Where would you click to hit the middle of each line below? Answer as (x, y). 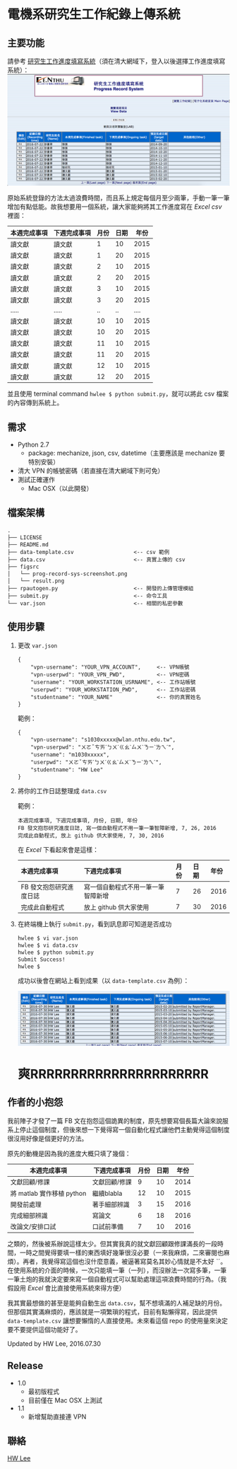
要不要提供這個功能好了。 (44, 1329)
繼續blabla (107, 1193)
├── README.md (28, 545)
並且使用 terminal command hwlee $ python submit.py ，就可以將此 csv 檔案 (118, 394)
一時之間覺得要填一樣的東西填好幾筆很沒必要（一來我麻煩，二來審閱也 (121, 1252)
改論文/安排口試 (33, 1227)
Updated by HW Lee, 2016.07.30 (54, 1343)
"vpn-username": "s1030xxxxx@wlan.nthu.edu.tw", (103, 739)
